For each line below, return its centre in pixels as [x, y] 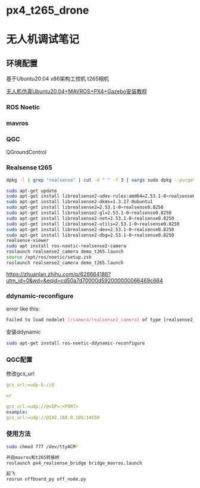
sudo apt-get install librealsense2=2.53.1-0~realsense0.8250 [85, 207]
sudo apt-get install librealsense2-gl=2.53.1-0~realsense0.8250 [89, 213]
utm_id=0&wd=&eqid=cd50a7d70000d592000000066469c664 [85, 280]
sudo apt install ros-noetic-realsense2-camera [66, 246]
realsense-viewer [28, 241]
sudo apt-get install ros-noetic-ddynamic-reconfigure [76, 343]
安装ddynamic [24, 332]
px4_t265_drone [48, 10]
